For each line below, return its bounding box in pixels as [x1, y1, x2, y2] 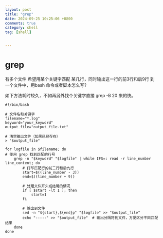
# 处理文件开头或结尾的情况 [22, 183, 71, 188]
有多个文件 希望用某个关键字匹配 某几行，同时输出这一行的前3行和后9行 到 [5, 76, 155, 82]
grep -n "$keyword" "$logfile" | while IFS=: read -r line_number [14, 156, 151, 161]
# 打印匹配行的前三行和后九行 [22, 165, 74, 171]
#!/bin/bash [5, 102, 29, 107]
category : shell [5, 25, 38, 30]
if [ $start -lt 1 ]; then [22, 188, 77, 193]
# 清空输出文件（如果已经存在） [5, 134, 60, 139]
